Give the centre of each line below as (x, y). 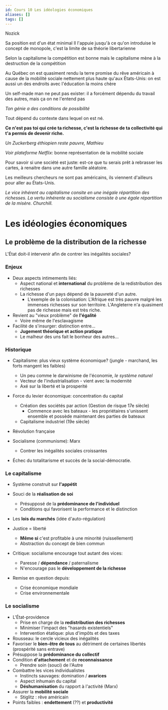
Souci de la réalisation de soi (43, 494)
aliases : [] (18, 15)
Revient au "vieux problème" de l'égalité (54, 315)
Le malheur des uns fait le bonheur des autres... (69, 336)
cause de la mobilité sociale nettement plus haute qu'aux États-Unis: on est (83, 79)
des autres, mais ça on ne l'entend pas (45, 99)
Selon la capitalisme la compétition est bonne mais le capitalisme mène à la (83, 58)
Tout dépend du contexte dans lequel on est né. (55, 118)
